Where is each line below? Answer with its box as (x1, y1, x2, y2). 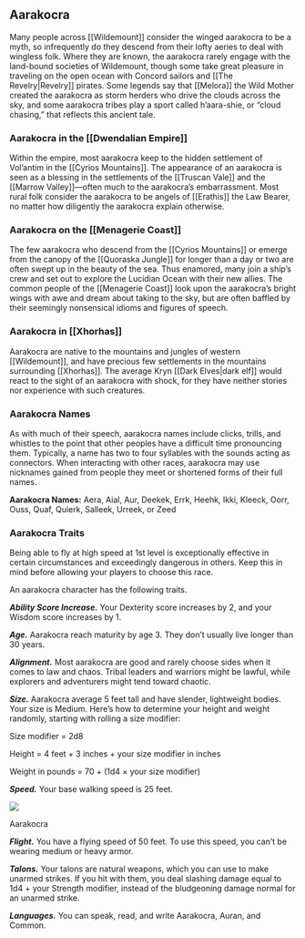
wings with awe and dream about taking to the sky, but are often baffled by (9, 293, 291, 304)
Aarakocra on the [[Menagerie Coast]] (9, 223, 182, 236)
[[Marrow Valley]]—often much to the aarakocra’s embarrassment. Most (9, 181, 280, 192)
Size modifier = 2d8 (9, 731, 84, 742)
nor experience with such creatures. (9, 385, 146, 396)
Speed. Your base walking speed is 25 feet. (9, 784, 173, 795)
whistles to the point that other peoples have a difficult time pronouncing (9, 438, 282, 448)
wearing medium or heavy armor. (9, 846, 134, 857)
